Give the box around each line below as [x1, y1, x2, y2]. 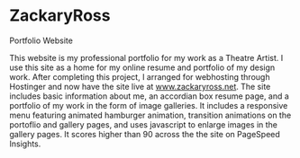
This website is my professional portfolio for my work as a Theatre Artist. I [9, 52, 284, 63]
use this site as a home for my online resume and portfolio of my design [9, 62, 276, 73]
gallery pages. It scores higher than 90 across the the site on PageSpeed [9, 128, 281, 139]
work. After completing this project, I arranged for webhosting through [9, 71, 270, 82]
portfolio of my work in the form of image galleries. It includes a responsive [9, 100, 288, 110]
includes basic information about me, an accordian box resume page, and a [9, 91, 290, 101]
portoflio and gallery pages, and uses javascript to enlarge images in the [9, 118, 277, 130]
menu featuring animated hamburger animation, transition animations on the [9, 110, 292, 120]
